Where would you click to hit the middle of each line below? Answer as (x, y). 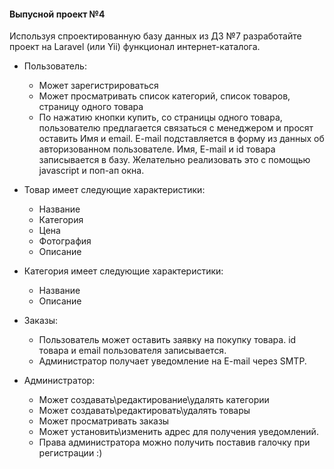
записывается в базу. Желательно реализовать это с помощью (174, 160)
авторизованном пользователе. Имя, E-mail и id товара (157, 149)
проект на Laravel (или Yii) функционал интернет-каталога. (135, 47)
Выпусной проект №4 (57, 14)
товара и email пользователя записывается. (132, 351)
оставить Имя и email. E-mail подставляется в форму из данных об (181, 139)
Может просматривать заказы (104, 421)
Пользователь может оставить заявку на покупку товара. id (167, 340)
